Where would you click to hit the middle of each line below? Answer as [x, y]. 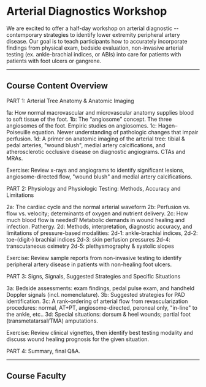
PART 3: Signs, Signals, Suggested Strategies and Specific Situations [93, 276]
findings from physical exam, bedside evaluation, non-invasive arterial [95, 48]
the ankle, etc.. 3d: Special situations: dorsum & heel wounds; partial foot [99, 314]
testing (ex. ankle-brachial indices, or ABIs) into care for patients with [94, 54]
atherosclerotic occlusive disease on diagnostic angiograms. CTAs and [96, 151]
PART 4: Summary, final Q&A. [44, 351]
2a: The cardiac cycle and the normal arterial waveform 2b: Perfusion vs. [98, 207]
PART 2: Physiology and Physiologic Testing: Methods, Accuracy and [93, 188]
